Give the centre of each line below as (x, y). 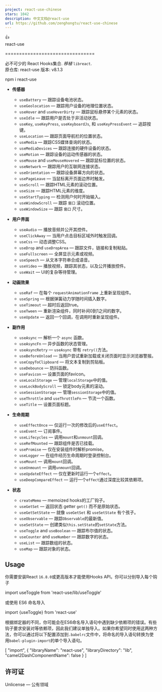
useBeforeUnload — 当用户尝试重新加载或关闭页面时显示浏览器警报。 (88, 356)
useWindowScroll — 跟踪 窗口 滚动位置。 (59, 203)
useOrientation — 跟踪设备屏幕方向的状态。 (63, 172)
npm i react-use (21, 79)
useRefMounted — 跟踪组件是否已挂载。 (58, 443)
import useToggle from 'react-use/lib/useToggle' (53, 592)
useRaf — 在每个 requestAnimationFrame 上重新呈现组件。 (76, 293)
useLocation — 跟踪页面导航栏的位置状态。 (62, 136)
